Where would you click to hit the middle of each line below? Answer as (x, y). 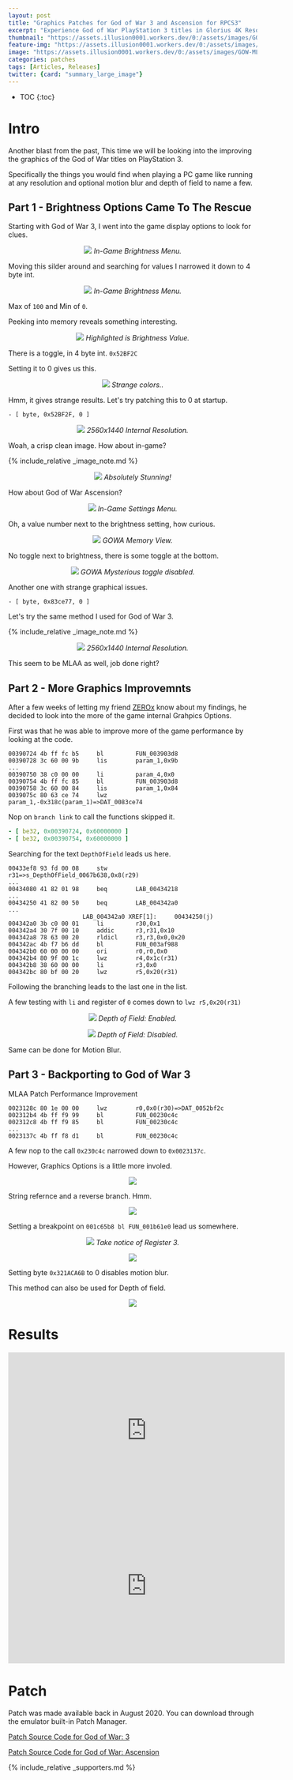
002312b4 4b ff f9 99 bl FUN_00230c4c (93, 1115)
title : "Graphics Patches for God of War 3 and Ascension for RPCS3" (125, 23)
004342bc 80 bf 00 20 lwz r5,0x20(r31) (93, 972)
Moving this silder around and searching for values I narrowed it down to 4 (130, 266)
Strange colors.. (138, 385)
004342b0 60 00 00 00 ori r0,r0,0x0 (88, 951)
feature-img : (30, 45)
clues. (18, 235)
